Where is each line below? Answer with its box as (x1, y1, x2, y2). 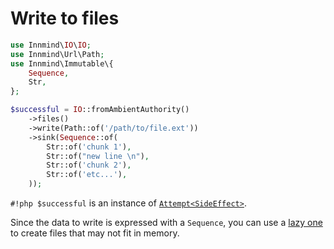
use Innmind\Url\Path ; (10, 49, 105, 59)
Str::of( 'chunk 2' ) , (46, 160, 132, 171)
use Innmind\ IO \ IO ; (10, 40, 92, 50)
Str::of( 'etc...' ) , (46, 170, 128, 180)
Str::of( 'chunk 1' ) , (46, 142, 132, 152)
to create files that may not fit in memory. (10, 227, 180, 239)
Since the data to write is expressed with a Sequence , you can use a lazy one (10, 217, 323, 229)
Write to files (10, 7, 120, 30)
